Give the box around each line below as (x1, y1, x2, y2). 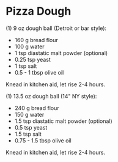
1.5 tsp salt (14, 130, 42, 138)
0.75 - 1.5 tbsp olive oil (14, 136, 72, 144)
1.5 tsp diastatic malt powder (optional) (14, 117, 112, 125)
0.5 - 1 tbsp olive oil (14, 68, 64, 76)
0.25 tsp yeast (14, 56, 51, 63)
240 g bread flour (14, 104, 59, 111)
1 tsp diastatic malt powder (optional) (14, 49, 108, 56)
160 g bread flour (14, 36, 59, 43)
